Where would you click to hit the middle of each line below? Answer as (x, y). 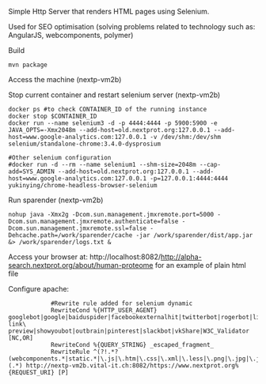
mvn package (28, 65)
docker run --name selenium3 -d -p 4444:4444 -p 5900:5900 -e (113, 123)
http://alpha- (181, 257)
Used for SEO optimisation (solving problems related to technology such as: (132, 26)
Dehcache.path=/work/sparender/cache (70, 235)
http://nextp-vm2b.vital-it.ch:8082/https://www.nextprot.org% (132, 366)
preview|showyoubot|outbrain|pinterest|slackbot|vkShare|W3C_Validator (129, 331)
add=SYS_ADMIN (32, 171)
